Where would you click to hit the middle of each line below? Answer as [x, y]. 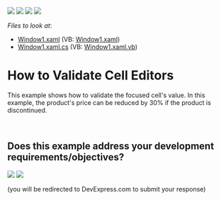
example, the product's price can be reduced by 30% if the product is [109, 102]
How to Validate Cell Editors [91, 76]
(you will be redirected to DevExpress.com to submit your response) [107, 189]
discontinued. [27, 110]
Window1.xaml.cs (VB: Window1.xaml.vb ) [78, 47]
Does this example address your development [111, 146]
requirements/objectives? [66, 157]
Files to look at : [30, 26]
